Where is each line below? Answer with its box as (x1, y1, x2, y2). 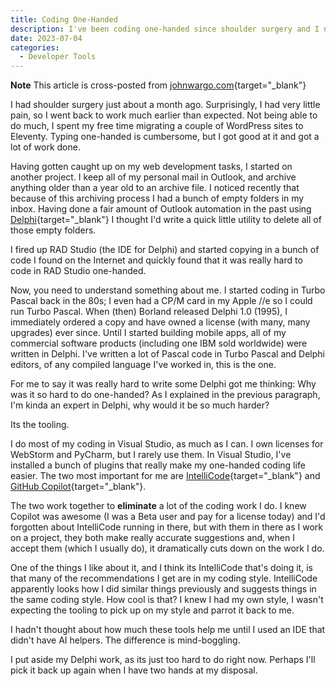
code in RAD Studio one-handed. (10, 265, 147, 277)
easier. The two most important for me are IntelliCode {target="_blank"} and (10, 470, 321, 482)
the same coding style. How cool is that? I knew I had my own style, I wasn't (10, 594, 324, 606)
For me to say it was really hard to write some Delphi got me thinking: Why (10, 378, 317, 390)
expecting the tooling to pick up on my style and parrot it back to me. (10, 604, 295, 616)
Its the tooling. (10, 419, 70, 431)
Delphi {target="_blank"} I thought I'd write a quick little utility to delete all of (10, 214, 322, 226)
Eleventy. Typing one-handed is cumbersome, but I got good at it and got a (10, 131, 320, 143)
